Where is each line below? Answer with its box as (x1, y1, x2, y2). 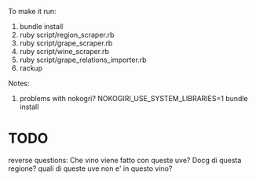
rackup (19, 63, 43, 73)
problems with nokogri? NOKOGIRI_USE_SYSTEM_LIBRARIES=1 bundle (19, 94, 249, 103)
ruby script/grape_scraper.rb (19, 38, 113, 48)
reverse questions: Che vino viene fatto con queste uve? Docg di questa (8, 155, 242, 165)
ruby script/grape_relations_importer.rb (19, 55, 147, 64)
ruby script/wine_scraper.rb (19, 47, 110, 56)
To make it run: (8, 7, 57, 16)
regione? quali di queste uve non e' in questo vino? (8, 164, 173, 173)
